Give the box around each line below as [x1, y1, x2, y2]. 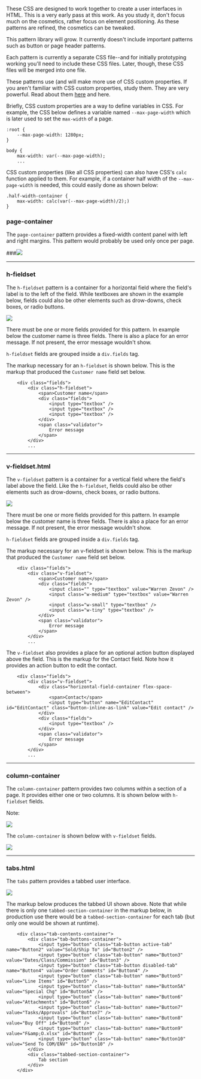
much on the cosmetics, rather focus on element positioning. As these [6, 18, 179, 25]
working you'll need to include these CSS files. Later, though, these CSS [6, 60, 184, 67]
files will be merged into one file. [6, 67, 87, 74]
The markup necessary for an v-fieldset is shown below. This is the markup [6, 547, 192, 554]
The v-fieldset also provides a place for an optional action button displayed [6, 649, 194, 656]
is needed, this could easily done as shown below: [34, 182, 159, 188]
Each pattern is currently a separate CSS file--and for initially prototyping [6, 54, 187, 61]
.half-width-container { [6, 193, 68, 199]
